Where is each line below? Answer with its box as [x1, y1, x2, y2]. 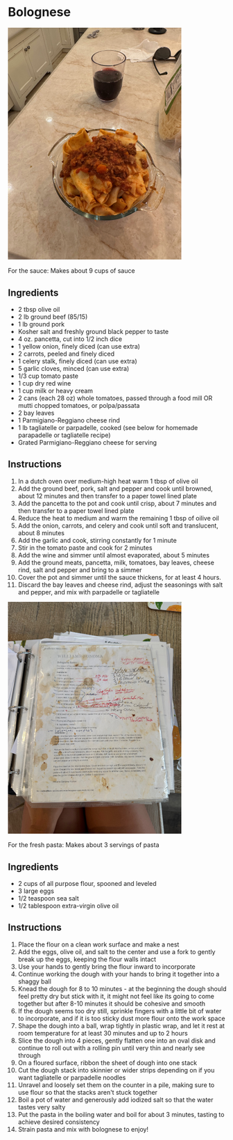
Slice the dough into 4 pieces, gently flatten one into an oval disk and [17, 1036, 216, 1045]
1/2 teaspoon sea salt [17, 894, 79, 903]
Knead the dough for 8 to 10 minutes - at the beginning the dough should [17, 984, 227, 992]
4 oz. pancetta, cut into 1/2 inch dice [17, 335, 123, 343]
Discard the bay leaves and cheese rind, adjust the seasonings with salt [17, 580, 223, 589]
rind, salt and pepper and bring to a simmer [17, 565, 142, 574]
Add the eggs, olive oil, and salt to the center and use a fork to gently [17, 947, 216, 956]
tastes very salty [17, 1102, 66, 1111]
